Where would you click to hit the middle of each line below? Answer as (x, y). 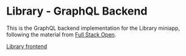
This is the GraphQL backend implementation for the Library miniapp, (93, 28)
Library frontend (27, 46)
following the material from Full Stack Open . (61, 34)
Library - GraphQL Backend (77, 11)
